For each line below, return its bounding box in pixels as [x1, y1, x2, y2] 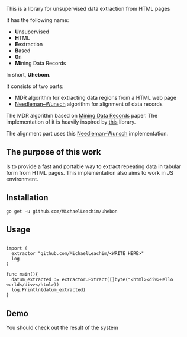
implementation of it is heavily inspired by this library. [6, 118, 136, 125]
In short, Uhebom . [6, 71, 51, 78]
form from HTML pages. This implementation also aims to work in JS [6, 169, 173, 176]
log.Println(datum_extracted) [11, 287, 86, 293]
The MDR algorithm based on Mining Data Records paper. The [6, 112, 158, 119]
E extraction [14, 41, 43, 48]
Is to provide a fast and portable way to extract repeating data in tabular [6, 163, 182, 170]
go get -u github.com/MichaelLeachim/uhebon [6, 208, 118, 215]
